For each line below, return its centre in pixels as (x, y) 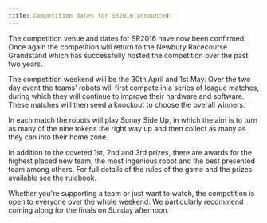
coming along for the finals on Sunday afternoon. (89, 210)
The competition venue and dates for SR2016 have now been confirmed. (128, 38)
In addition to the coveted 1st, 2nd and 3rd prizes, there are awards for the (130, 152)
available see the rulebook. (53, 178)
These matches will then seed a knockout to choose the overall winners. (127, 104)
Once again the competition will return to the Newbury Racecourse (118, 47)
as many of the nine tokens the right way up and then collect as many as (127, 128)
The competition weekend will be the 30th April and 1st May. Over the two (130, 79)
